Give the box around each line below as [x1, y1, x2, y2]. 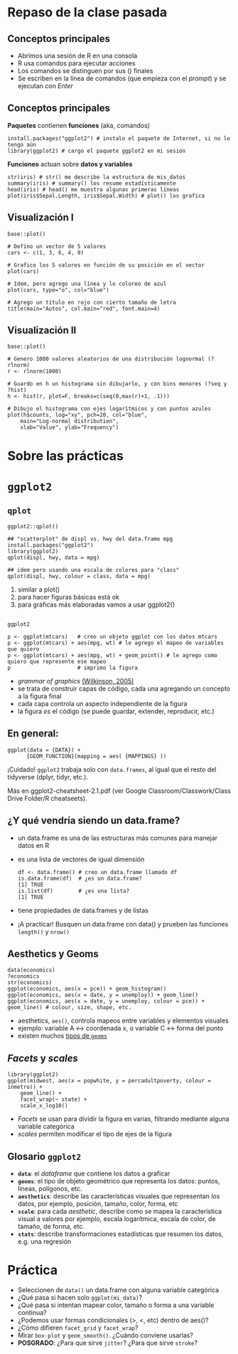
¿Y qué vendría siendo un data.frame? [7, 815, 180, 827]
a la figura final [17, 692, 62, 700]
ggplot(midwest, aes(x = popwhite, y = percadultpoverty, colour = [7, 1077, 212, 1084]
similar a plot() [17, 585, 60, 594]
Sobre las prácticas [7, 447, 124, 464]
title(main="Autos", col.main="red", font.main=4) [7, 305, 161, 312]
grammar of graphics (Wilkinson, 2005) [17, 677, 134, 686]
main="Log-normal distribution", [20, 417, 119, 425]
